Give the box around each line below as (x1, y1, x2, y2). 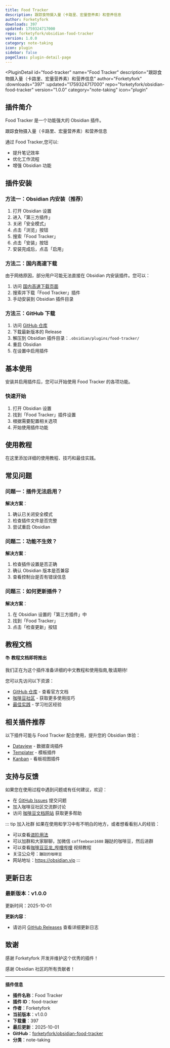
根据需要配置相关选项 (12, 418, 57, 424)
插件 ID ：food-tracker (12, 998, 58, 1005)
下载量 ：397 (12, 1017, 39, 1024)
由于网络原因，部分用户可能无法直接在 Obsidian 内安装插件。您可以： (5, 273, 151, 279)
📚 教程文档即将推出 (5, 655, 47, 661)
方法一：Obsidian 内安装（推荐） (5, 195, 86, 202)
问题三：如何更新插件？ (5, 588, 62, 595)
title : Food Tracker (5, 7, 49, 13)
